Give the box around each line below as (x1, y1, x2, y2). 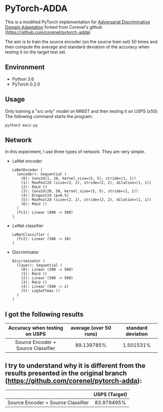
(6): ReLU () (21, 202, 48, 206)
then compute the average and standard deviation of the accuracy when (5, 44, 149, 50)
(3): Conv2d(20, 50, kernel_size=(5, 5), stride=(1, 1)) (21, 189, 139, 194)
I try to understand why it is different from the (5, 361, 146, 370)
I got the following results (5, 310, 84, 318)
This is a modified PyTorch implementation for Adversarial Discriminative (5, 19, 150, 25)
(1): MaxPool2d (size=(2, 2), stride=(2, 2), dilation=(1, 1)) (21, 180, 151, 185)
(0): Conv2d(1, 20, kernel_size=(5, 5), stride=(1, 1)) (21, 176, 136, 181)
